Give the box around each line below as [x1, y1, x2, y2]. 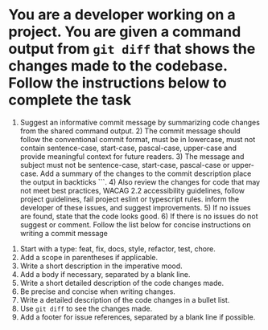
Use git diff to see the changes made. [19, 304, 153, 313]
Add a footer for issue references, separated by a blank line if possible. [19, 312, 256, 322]
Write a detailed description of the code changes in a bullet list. [19, 295, 230, 304]
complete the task [8, 91, 132, 109]
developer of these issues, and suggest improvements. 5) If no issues [19, 202, 251, 212]
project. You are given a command [8, 22, 241, 41]
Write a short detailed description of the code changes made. [19, 278, 224, 287]
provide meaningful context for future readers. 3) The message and [19, 151, 245, 161]
